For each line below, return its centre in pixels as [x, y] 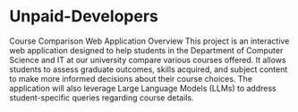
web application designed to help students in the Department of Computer [146, 50]
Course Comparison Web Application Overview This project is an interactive [149, 41]
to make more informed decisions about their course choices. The [131, 78]
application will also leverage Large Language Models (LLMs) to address [143, 88]
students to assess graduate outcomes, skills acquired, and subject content [149, 69]
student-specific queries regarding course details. [102, 97]
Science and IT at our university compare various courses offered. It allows [148, 60]
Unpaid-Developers [84, 16]
